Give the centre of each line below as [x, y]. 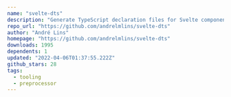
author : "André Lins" [38, 32]
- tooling [27, 77]
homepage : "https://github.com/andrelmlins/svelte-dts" [89, 39]
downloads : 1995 [30, 45]
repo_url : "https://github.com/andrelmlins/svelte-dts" [89, 26]
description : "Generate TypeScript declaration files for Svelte [102, 20]
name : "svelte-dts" [35, 13]
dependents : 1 [27, 52]
